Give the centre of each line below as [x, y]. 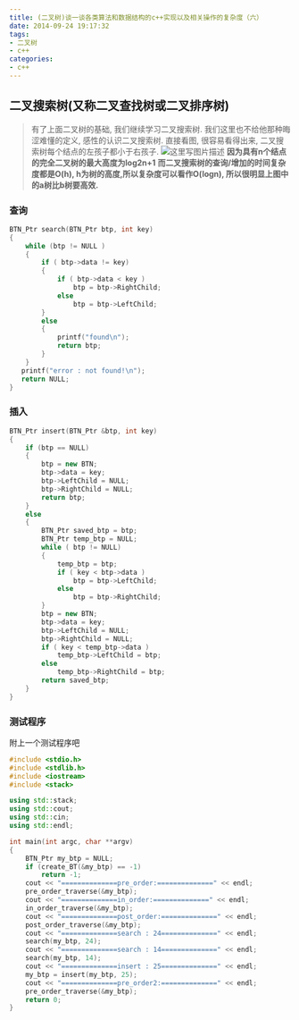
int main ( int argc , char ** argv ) [71, 841]
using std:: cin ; [39, 818]
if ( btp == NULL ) [58, 448]
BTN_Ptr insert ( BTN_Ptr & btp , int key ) [83, 431]
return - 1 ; [62, 875]
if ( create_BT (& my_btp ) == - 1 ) [83, 867]
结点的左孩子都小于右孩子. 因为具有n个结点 [174, 151]
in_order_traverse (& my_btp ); [79, 908]
